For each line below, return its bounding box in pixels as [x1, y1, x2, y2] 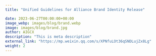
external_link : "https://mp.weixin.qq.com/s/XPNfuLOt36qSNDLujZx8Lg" [5, 39, 152, 44]
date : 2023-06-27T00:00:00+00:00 [5, 16, 74, 21]
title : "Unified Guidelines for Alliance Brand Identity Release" [5, 7, 145, 12]
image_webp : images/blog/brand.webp [5, 21, 81, 26]
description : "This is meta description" [5, 34, 92, 39]
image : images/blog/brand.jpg [5, 25, 68, 30]
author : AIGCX [5, 30, 35, 35]
